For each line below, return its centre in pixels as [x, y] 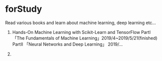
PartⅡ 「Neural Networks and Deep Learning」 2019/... [67, 44]
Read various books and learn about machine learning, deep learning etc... [81, 23]
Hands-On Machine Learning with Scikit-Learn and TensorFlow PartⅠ [81, 32]
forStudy [24, 9]
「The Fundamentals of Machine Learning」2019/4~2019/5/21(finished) [85, 38]
